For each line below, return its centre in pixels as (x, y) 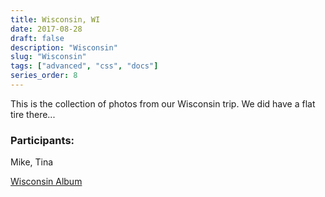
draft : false (37, 38)
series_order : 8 (44, 76)
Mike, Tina (32, 162)
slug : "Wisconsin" (48, 57)
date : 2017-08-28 (46, 29)
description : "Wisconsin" (64, 47)
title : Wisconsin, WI (55, 19)
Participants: (42, 140)
